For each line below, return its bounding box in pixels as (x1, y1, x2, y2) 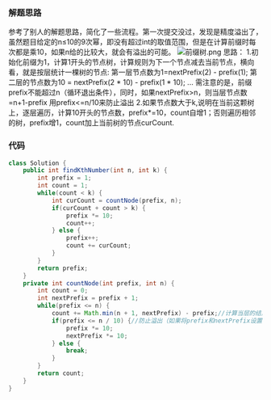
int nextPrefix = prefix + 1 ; (37, 294, 139, 302)
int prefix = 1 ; (37, 174, 92, 183)
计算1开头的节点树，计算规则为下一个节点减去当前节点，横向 (53, 57, 255, 67)
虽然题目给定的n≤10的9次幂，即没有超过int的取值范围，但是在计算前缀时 (8, 37, 249, 47)
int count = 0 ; (37, 287, 89, 295)
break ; (65, 347, 89, 355)
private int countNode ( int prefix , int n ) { (23, 279, 175, 288)
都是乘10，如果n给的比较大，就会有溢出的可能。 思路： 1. (15, 47, 252, 57)
